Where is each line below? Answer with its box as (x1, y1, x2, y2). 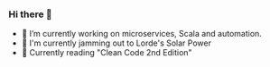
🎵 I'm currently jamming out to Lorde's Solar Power (21, 38, 211, 48)
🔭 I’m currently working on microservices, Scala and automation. (21, 29, 263, 39)
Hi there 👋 (8, 8, 53, 21)
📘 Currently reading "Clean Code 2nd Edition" (21, 47, 192, 58)
